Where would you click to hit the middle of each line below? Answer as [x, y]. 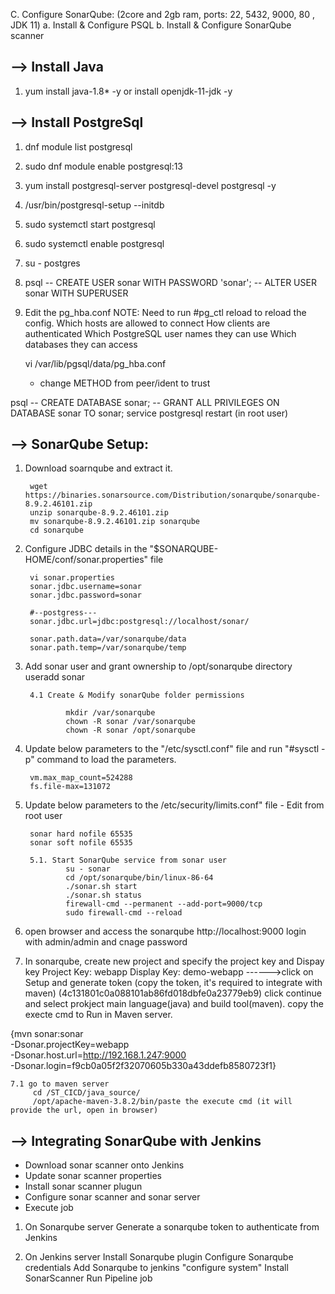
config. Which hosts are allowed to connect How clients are [147, 323]
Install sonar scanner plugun [83, 1186]
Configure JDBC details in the [86, 549]
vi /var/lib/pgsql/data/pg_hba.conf [95, 363]
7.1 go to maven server [60, 1084]
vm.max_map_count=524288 [81, 778]
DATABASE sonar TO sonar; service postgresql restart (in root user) [149, 413]
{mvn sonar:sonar [47, 1034]
